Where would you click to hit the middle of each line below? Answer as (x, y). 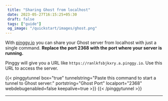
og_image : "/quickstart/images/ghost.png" (52, 28)
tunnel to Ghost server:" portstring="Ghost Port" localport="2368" (74, 83)
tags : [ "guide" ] (24, 24)
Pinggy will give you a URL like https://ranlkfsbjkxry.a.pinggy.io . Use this (84, 63)
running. (14, 53)
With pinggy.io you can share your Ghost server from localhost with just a (81, 42)
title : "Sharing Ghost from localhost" (49, 10)
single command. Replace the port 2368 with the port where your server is (84, 48)
